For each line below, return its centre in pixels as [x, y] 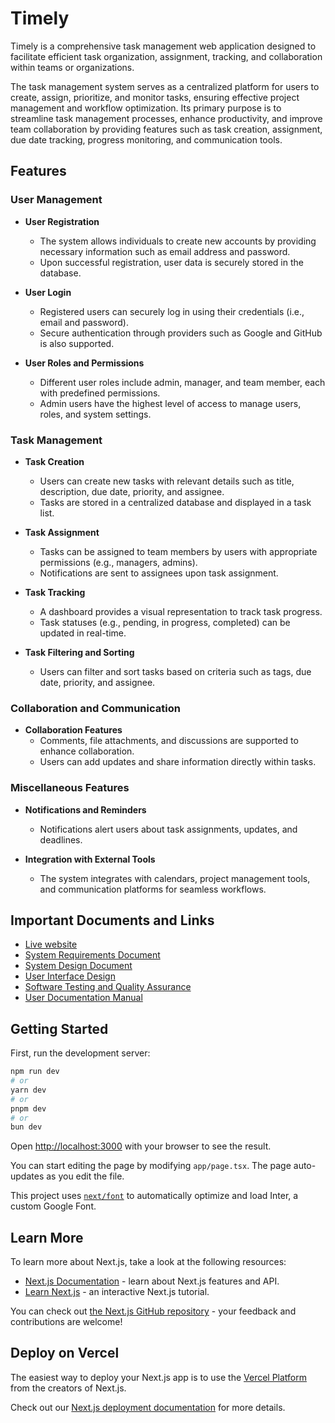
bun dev [26, 1127]
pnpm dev [28, 1108]
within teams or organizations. [72, 67]
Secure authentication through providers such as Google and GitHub [181, 333]
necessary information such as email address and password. [165, 251]
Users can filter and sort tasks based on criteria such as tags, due [175, 671]
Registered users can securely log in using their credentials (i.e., [172, 311]
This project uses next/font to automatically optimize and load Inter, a [154, 1196]
